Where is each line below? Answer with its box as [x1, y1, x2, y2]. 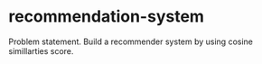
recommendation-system [8, 6, 205, 27]
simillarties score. [8, 45, 74, 56]
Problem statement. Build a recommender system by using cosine [8, 36, 254, 47]
